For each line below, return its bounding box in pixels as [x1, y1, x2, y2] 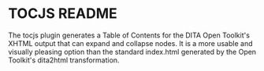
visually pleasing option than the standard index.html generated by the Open [8, 47, 257, 56]
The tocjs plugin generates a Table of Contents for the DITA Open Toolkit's [8, 30, 251, 40]
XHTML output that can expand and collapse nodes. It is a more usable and [8, 38, 253, 48]
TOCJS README [8, 5, 118, 23]
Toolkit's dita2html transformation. [8, 55, 120, 65]
